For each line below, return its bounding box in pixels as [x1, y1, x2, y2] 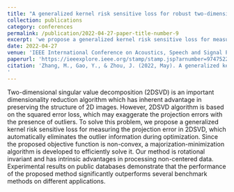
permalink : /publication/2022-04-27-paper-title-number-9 [7, 29, 179, 37]
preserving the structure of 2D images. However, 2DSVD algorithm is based [7, 103, 224, 111]
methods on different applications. [7, 177, 106, 185]
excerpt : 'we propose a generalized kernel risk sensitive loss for [7, 36, 210, 43]
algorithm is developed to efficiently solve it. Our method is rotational [7, 147, 205, 156]
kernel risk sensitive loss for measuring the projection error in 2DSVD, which [7, 125, 226, 133]
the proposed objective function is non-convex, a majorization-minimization [7, 140, 225, 148]
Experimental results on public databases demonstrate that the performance [7, 162, 226, 170]
